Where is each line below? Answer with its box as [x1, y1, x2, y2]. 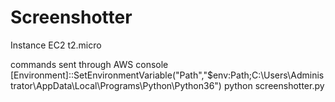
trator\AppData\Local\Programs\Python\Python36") [10, 79, 222, 91]
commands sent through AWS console [10, 58, 169, 70]
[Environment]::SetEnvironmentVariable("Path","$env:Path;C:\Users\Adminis [10, 69, 325, 81]
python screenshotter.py [223, 79, 325, 91]
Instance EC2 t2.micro [10, 39, 102, 51]
